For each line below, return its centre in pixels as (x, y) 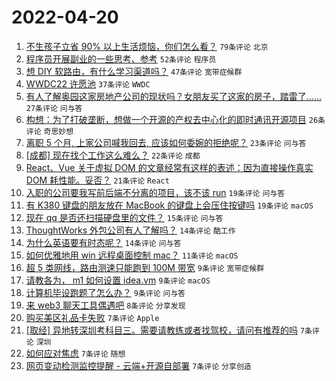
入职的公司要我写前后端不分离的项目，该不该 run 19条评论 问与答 (155, 192)
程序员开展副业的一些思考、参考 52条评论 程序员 (121, 58)
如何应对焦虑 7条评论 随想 (75, 353)
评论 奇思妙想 (49, 131)
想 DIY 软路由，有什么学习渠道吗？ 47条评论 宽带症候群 (134, 71)
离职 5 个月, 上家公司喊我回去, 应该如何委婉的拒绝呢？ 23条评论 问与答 (166, 142)
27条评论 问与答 (54, 108)
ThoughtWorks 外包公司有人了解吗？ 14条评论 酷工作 (130, 230)
